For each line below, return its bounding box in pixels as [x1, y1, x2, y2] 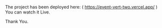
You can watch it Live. [5, 9, 51, 15]
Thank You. [5, 19, 29, 24]
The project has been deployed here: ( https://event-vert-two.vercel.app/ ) [5, 4, 158, 10]
